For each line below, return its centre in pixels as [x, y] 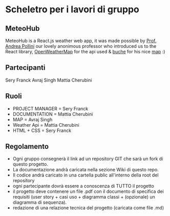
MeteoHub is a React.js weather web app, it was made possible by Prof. [81, 41]
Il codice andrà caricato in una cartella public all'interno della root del [86, 175]
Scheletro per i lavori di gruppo [72, 9]
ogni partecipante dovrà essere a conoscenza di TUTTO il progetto [83, 186]
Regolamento [27, 146]
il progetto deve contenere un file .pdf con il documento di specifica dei [88, 191]
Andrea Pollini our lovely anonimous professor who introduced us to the [81, 46]
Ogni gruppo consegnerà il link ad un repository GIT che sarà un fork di [88, 159]
